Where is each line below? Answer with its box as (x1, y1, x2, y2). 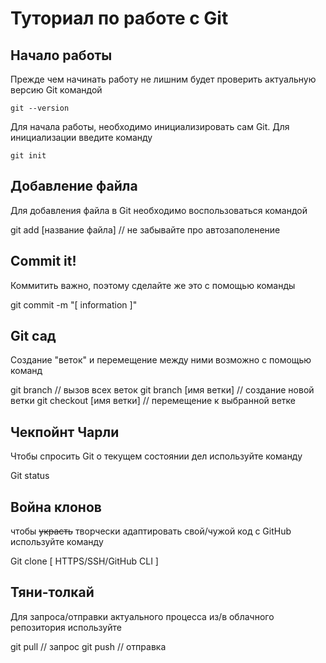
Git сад (10, 328, 57, 345)
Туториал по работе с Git (10, 7, 229, 30)
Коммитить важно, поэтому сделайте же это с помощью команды (10, 279, 296, 291)
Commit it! (10, 253, 77, 270)
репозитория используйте (10, 621, 122, 633)
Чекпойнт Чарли (10, 423, 120, 441)
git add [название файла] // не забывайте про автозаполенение (10, 223, 281, 236)
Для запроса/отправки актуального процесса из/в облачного (10, 610, 275, 622)
